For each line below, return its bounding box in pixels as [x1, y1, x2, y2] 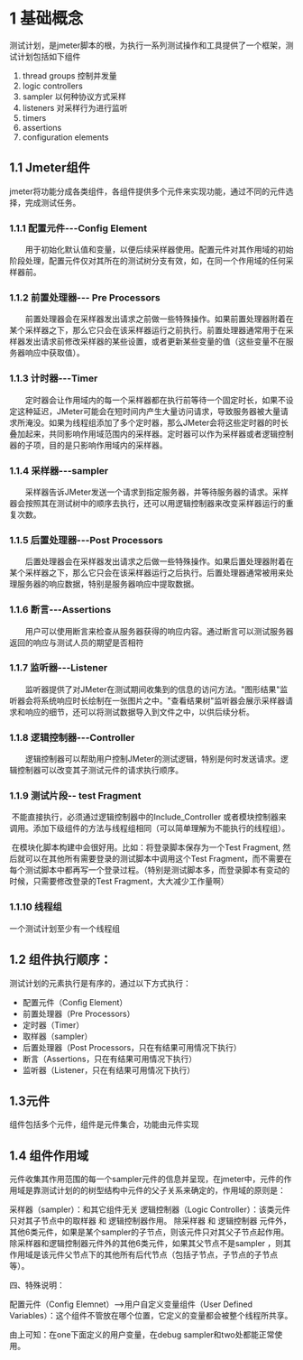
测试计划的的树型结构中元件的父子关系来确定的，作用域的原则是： [40, 1185, 286, 1196]
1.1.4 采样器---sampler [9, 464, 109, 476]
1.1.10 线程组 [9, 901, 63, 913]
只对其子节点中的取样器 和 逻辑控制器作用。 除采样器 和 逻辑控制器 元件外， [9, 1216, 291, 1226]
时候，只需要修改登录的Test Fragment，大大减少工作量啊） [9, 876, 229, 887]
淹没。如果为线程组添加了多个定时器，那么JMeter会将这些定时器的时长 [24, 417, 289, 428]
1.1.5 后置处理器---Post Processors [9, 533, 164, 546]
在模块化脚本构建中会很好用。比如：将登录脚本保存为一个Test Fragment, [11, 842, 281, 853]
